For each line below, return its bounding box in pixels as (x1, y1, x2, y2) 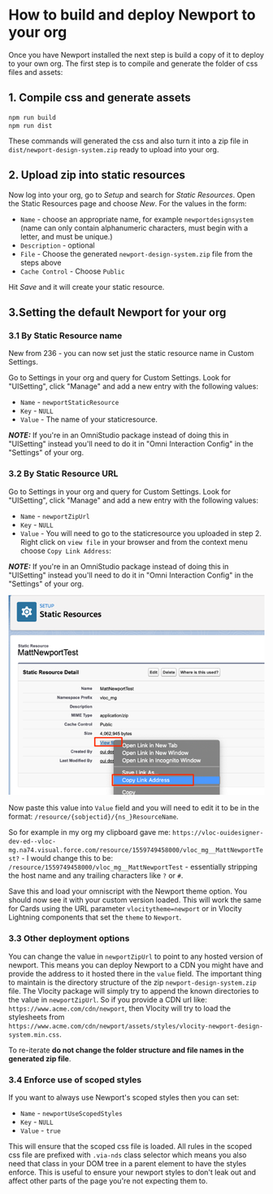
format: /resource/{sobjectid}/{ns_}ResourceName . (8, 812, 179, 822)
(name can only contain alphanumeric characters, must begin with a (19, 222, 249, 233)
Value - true (19, 1126, 61, 1135)
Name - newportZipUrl (19, 511, 90, 520)
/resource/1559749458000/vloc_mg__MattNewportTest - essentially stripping (8, 862, 258, 872)
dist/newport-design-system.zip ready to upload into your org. (8, 144, 219, 154)
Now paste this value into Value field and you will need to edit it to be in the (8, 803, 260, 813)
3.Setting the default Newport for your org (8, 305, 227, 319)
